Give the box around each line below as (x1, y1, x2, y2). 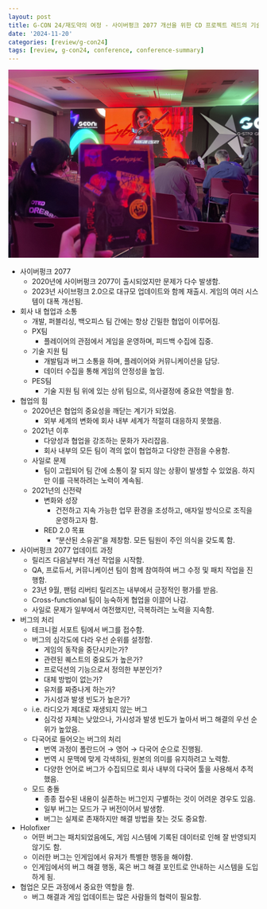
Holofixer (19, 823, 50, 833)
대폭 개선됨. (46, 297, 83, 306)
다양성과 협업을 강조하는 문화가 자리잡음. (43, 436, 169, 446)
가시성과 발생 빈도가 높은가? (43, 695, 130, 704)
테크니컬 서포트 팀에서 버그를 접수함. (31, 625, 145, 634)
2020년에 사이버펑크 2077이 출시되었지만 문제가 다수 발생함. (31, 277, 221, 287)
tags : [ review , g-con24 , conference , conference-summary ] (8, 46, 204, 55)
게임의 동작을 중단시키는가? (43, 645, 129, 654)
